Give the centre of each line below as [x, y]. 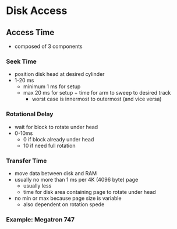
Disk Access [37, 11]
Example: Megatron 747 [40, 219]
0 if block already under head [59, 139]
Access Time [30, 32]
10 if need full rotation [49, 145]
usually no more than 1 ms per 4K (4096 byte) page [76, 179]
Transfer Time [26, 161]
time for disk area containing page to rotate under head [89, 192]
